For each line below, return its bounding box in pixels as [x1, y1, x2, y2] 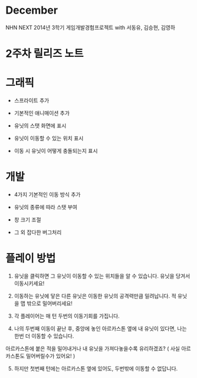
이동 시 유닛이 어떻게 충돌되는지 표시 [14, 148, 98, 155]
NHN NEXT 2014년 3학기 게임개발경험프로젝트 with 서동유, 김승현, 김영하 [5, 24, 175, 31]
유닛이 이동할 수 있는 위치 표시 [14, 134, 84, 142]
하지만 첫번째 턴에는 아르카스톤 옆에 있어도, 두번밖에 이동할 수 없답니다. [14, 365, 178, 372]
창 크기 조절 [14, 216, 42, 223]
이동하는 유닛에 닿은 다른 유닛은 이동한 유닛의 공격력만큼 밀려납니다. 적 [14, 292, 176, 299]
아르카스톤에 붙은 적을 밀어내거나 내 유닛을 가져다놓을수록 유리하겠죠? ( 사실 [5, 345, 180, 352]
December [5, 4, 58, 17]
